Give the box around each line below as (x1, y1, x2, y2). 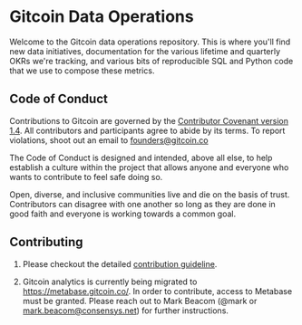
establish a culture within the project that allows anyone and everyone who (9, 161, 289, 173)
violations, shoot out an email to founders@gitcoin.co (9, 134, 209, 146)
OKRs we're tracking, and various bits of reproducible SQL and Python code (9, 55, 294, 66)
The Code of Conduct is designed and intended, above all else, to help (9, 152, 273, 163)
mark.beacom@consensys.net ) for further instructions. (22, 305, 229, 316)
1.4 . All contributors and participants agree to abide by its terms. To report (9, 125, 286, 136)
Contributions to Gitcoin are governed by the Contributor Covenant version (9, 115, 288, 126)
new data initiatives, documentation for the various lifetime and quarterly (9, 45, 281, 56)
